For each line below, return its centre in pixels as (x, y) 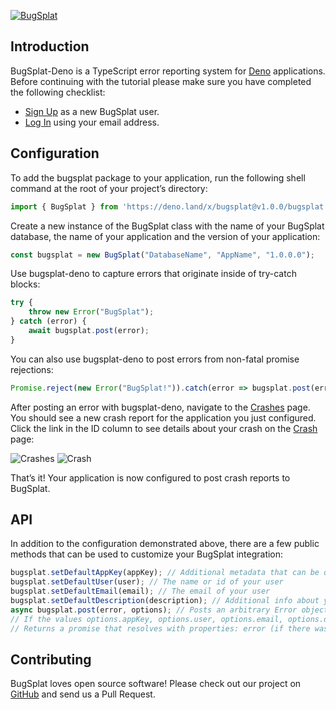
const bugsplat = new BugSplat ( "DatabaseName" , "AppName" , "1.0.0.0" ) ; (162, 255)
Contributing (51, 659)
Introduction (50, 46)
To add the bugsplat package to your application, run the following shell (158, 177)
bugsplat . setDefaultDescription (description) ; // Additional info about (165, 601)
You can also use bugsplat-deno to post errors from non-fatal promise (155, 359)
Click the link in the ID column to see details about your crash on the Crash (164, 428)
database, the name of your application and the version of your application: (165, 236)
